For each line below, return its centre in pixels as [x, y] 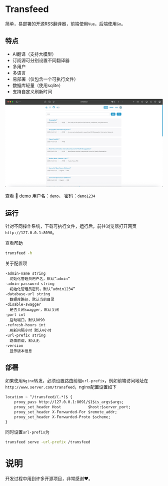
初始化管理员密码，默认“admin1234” [42, 289]
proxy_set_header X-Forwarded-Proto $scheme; [62, 417]
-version [14, 346]
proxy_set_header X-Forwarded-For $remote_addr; [66, 412]
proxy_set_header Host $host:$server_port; [72, 407]
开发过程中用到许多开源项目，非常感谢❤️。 [49, 478]
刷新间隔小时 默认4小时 [30, 330]
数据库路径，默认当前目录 [32, 299]
